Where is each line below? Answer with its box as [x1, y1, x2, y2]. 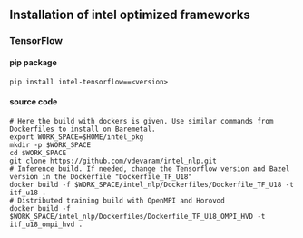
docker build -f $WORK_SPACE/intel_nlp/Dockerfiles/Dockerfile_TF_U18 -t [9, 180, 295, 189]
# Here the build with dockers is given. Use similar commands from [9, 116, 274, 125]
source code [9, 96, 58, 107]
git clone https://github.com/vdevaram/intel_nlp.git [9, 156, 218, 165]
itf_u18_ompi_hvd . [9, 220, 83, 229]
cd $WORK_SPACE [9, 148, 67, 157]
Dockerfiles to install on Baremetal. [9, 124, 156, 134]
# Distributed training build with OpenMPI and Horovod [9, 195, 225, 205]
